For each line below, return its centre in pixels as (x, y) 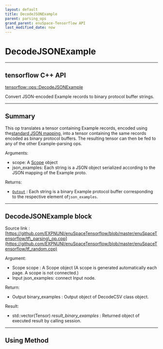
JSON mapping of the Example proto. (49, 172)
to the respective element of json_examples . (55, 197)
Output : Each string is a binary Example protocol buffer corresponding (82, 191)
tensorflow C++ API (36, 75)
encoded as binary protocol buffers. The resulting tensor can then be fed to (81, 138)
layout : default (21, 9)
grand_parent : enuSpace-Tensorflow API (45, 23)
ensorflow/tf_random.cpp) (31, 249)
